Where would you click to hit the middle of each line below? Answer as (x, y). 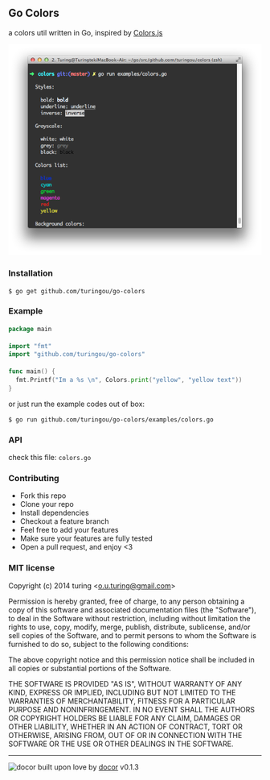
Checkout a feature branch (64, 521)
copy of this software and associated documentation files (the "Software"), (133, 610)
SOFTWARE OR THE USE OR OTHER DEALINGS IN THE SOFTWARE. (121, 744)
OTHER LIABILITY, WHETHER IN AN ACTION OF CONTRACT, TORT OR (125, 726)
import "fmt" (30, 346)
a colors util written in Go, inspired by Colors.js (86, 32)
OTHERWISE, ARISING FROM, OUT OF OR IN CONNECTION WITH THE (125, 735)
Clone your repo (47, 504)
